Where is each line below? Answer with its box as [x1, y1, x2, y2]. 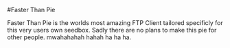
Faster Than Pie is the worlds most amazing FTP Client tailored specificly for [7, 19, 223, 26]
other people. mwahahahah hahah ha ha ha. [7, 33, 132, 41]
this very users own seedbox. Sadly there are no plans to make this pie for [7, 26, 217, 34]
